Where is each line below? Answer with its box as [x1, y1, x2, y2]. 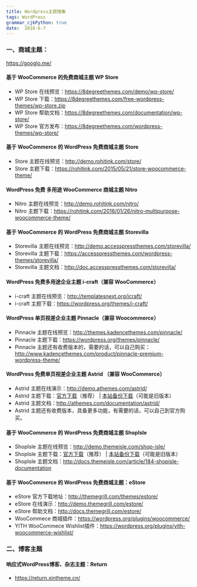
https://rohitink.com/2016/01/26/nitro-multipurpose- [54, 208, 181, 215]
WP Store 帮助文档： [14, 109, 65, 116]
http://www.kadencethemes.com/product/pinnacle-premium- [14, 350, 163, 357]
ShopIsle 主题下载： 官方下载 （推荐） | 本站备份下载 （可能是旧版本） [14, 451, 181, 458]
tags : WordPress [6, 14, 46, 20]
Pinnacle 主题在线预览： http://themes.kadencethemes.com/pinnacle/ [14, 329, 183, 336]
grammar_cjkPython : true [6, 19, 67, 25]
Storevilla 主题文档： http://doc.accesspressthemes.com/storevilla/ [14, 264, 176, 271]
